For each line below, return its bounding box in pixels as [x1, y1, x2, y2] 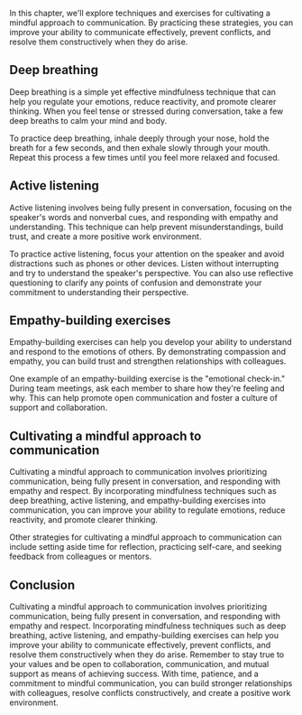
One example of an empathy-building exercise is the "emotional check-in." [9, 374, 286, 385]
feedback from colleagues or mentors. [9, 551, 152, 562]
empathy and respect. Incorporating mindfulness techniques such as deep [9, 620, 287, 631]
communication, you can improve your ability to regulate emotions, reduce [9, 505, 286, 515]
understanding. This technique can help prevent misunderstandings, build [9, 221, 284, 232]
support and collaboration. [9, 402, 108, 413]
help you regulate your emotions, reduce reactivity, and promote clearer [9, 96, 277, 107]
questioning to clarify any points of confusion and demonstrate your [9, 277, 262, 288]
